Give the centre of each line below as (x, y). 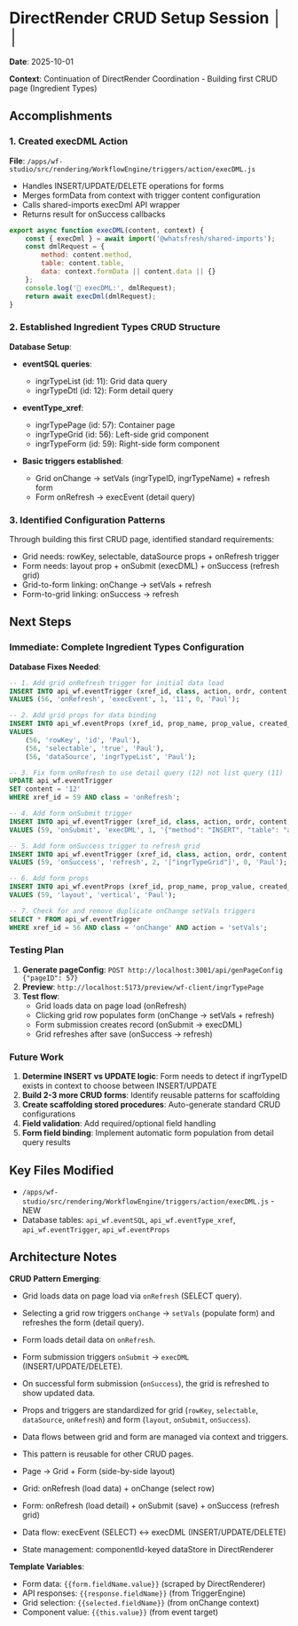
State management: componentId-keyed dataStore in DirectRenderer (148, 1549)
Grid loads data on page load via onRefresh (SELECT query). (132, 1296)
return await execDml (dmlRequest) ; (91, 296)
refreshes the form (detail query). (83, 1322)
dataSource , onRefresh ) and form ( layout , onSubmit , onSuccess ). (136, 1419)
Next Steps (40, 622)
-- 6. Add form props (49, 879)
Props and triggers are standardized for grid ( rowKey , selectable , (140, 1409)
